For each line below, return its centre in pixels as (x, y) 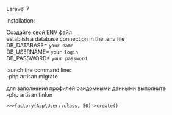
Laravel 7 (18, 9)
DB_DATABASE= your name (40, 45)
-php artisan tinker (30, 95)
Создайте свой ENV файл (39, 32)
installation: (21, 20)
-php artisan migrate (32, 76)
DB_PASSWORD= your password (47, 58)
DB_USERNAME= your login (42, 52)
